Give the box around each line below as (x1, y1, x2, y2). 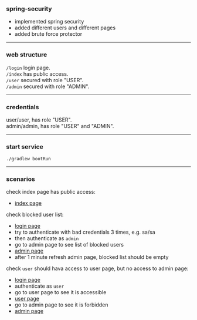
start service (6, 143, 44, 151)
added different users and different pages (14, 24, 116, 31)
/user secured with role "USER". (6, 76, 84, 83)
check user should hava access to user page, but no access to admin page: (6, 265, 189, 272)
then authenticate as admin (14, 235, 79, 242)
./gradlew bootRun (6, 156, 51, 162)
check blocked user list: (6, 211, 64, 218)
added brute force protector (14, 31, 83, 38)
